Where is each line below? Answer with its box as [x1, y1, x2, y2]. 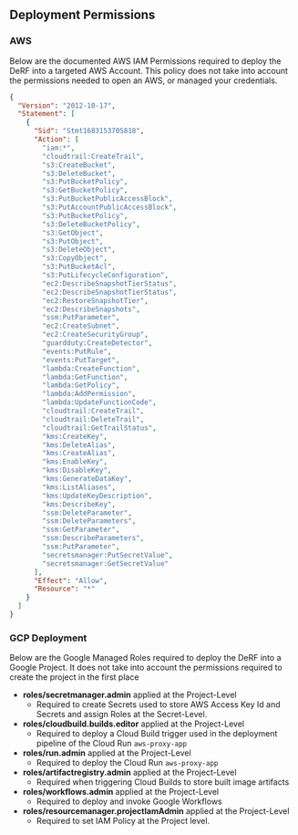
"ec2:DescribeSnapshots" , [42, 305, 141, 314]
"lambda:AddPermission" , [42, 390, 137, 399]
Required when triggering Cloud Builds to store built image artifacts [36, 777, 290, 788]
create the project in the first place [9, 672, 139, 683]
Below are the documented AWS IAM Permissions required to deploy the [9, 55, 282, 67]
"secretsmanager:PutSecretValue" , [42, 550, 173, 559]
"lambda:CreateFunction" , [42, 364, 141, 373]
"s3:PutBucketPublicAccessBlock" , [42, 194, 173, 204]
